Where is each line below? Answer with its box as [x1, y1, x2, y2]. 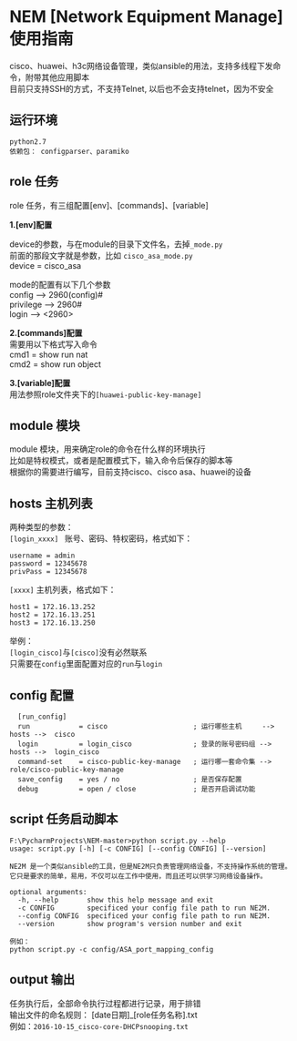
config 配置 [9, 688, 75, 703]
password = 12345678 [9, 559, 88, 568]
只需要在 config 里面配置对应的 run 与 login [9, 658, 163, 669]
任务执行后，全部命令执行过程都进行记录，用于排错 [9, 997, 201, 1008]
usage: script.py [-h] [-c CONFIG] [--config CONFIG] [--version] [9, 844, 267, 853]
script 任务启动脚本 [9, 811, 118, 827]
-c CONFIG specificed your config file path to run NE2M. [17, 903, 271, 913]
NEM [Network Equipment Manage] [9, 6, 284, 27]
